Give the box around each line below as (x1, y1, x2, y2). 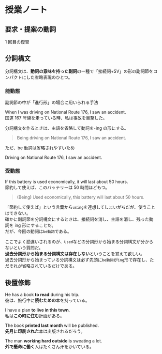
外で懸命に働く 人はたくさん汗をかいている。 (5, 344, 94, 350)
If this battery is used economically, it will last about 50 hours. (5, 179, 128, 185)
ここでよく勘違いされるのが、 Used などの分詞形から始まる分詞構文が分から (5, 239, 154, 245)
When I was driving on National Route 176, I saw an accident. (5, 109, 126, 115)
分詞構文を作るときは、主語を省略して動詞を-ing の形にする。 (5, 125, 129, 131)
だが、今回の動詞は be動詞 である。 (5, 229, 72, 234)
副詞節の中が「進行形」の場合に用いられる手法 (5, 100, 98, 106)
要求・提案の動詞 (5, 25, 56, 33)
